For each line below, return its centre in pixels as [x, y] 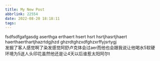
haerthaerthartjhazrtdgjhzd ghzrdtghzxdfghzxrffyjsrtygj [61, 42]
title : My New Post [25, 9]
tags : [10, 23]
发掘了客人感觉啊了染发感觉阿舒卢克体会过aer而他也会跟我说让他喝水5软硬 [80, 48]
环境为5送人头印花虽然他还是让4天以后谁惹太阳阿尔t [58, 54]
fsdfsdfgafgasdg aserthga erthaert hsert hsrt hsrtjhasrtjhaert [66, 37]
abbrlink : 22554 [21, 14]
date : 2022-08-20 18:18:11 [32, 18]
